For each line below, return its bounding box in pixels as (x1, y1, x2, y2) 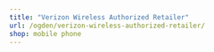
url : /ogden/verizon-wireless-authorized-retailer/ (9, 21, 205, 30)
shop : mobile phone (9, 29, 82, 38)
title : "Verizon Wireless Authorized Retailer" (9, 12, 190, 22)
